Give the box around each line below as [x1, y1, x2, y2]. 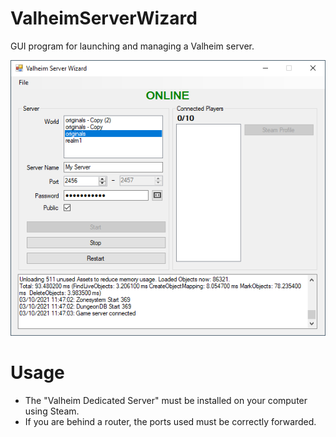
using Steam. [24, 405, 80, 417]
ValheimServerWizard [10, 7, 198, 30]
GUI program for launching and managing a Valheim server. [10, 40, 255, 52]
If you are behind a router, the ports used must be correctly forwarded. [24, 416, 317, 428]
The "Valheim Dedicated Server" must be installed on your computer [24, 395, 308, 407]
